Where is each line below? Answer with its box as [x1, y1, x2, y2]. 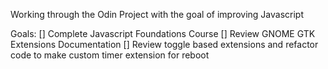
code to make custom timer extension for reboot [10, 49, 210, 61]
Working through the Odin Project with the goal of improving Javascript [10, 9, 304, 20]
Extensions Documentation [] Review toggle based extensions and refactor [10, 39, 319, 50]
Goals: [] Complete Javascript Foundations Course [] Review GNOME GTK [10, 28, 316, 39]
